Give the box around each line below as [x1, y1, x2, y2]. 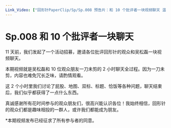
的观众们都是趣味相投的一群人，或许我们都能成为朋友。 [5, 106, 121, 112]
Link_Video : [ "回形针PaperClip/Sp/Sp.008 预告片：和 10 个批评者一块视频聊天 [5, 7, 160, 13]
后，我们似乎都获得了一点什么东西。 [5, 89, 81, 95]
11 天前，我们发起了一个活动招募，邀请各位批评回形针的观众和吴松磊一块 [5, 49, 158, 55]
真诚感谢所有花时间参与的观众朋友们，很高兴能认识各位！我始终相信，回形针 [5, 100, 166, 106]
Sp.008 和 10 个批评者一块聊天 [5, 31, 134, 42]
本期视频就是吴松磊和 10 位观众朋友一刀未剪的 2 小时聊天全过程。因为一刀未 [5, 66, 165, 72]
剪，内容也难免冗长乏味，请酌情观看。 [5, 72, 85, 78]
